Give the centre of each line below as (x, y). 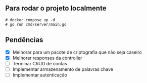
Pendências (24, 40)
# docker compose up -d (30, 20)
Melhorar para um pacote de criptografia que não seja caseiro (77, 52)
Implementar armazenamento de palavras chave (63, 69)
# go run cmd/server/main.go (36, 24)
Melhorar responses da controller (47, 58)
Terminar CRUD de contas (40, 63)
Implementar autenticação (40, 75)
